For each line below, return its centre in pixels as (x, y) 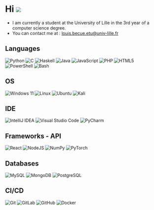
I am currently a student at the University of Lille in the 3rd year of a (81, 23)
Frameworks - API (33, 136)
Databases (22, 163)
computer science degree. (39, 28)
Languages (23, 49)
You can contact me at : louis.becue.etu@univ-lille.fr (65, 33)
